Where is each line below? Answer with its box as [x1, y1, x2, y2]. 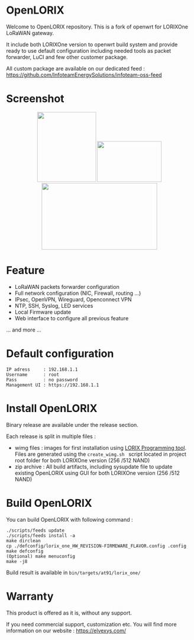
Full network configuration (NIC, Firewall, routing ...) [14, 290, 141, 297]
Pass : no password [6, 377, 78, 382]
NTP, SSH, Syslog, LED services [14, 302, 93, 309]
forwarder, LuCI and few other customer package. [6, 53, 128, 60]
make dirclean [6, 538, 41, 543]
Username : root [6, 371, 60, 378]
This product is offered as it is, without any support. [6, 609, 132, 616]
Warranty [6, 590, 54, 603]
